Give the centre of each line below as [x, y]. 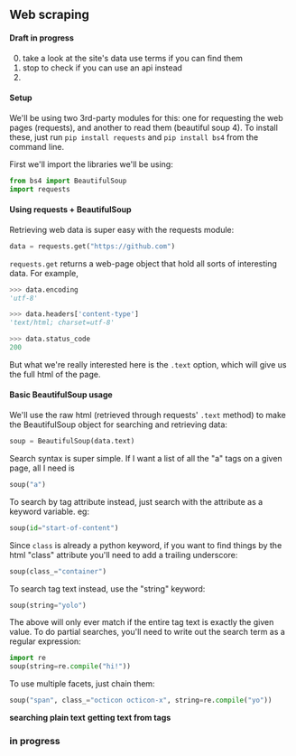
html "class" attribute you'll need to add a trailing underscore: [124, 555]
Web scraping [50, 15]
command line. [37, 146]
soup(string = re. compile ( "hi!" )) [70, 667]
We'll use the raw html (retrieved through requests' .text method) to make [148, 415]
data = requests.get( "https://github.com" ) [92, 246]
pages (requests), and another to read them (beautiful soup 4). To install [143, 127]
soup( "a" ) [28, 484]
